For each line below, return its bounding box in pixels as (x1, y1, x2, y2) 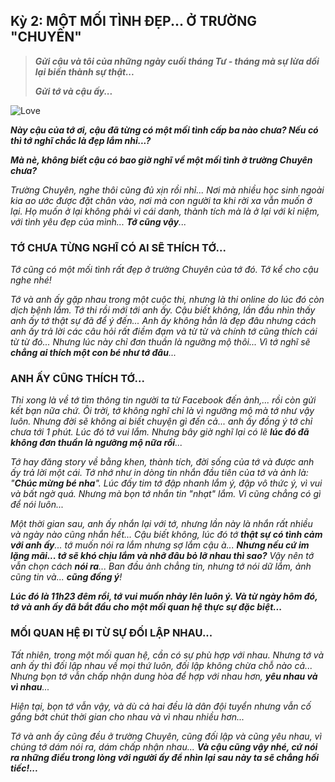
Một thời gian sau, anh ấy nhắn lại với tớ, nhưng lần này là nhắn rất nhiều (10, 518, 313, 530)
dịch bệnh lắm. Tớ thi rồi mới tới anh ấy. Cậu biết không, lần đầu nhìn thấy (10, 304, 316, 316)
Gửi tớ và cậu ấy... (34, 85, 113, 97)
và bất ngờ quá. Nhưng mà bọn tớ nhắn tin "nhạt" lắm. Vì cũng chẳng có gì (10, 488, 322, 500)
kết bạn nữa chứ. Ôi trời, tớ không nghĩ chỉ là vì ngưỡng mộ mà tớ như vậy (10, 405, 315, 417)
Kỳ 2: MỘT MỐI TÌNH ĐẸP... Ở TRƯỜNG (10, 13, 257, 30)
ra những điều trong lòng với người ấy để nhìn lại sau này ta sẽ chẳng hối (10, 751, 320, 763)
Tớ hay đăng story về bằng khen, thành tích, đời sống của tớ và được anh (10, 456, 315, 468)
